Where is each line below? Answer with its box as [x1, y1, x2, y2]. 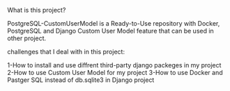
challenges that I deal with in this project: [7, 48, 125, 56]
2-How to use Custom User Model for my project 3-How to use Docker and [7, 69, 223, 76]
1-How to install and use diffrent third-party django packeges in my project [7, 61, 222, 69]
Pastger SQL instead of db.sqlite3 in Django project [7, 76, 155, 84]
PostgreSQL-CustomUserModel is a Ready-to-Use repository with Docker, [7, 19, 220, 27]
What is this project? [7, 6, 66, 14]
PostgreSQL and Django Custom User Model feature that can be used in [7, 27, 214, 35]
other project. [7, 34, 47, 42]
